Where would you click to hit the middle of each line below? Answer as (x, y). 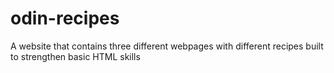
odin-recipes (65, 18)
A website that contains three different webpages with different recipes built (167, 46)
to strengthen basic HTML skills (75, 56)
